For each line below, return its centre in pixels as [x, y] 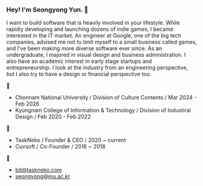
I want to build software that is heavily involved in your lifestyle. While [93, 23]
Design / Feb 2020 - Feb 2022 [53, 117]
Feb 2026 [27, 104]
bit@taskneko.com [38, 170]
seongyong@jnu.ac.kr [42, 176]
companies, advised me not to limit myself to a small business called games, [101, 42]
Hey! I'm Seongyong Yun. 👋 [48, 10]
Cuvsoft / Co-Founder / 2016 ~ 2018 [60, 147]
